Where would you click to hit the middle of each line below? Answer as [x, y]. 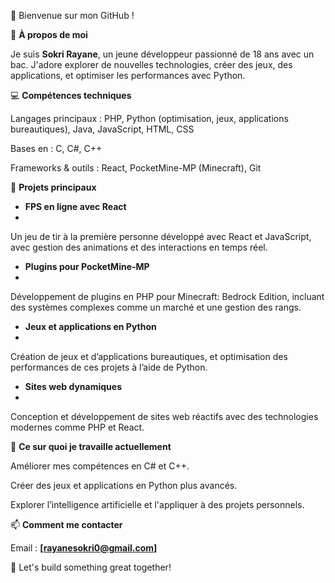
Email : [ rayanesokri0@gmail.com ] [84, 548]
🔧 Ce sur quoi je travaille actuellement [91, 446]
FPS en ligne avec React [75, 206]
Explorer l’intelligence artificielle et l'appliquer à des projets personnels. [157, 504]
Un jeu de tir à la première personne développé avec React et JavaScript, [161, 236]
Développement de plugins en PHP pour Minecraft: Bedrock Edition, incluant [167, 296]
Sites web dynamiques [73, 386]
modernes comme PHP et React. [77, 427]
